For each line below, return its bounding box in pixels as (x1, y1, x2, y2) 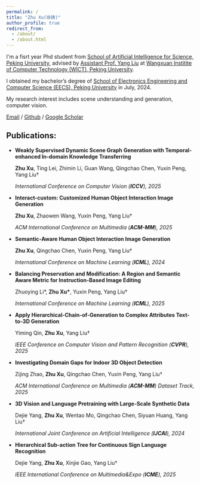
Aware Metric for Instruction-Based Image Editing (14, 276, 141, 283)
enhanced (14, 153, 41, 160)
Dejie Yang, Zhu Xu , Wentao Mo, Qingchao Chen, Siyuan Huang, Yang (14, 412, 188, 419)
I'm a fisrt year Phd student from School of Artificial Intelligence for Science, (6, 53, 194, 60)
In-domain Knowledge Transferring (41, 153, 131, 160)
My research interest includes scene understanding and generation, (6, 95, 173, 102)
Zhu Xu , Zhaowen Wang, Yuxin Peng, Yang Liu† (14, 212, 133, 219)
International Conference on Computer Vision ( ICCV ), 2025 (14, 182, 161, 189)
